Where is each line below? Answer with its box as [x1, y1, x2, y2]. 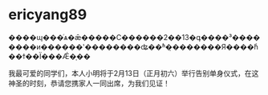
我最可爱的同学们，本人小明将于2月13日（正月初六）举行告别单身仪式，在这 [8, 68, 259, 77]
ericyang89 [8, 6, 87, 24]
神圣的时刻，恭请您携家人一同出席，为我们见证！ [8, 78, 170, 88]
